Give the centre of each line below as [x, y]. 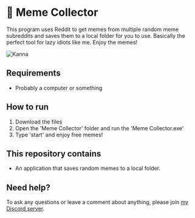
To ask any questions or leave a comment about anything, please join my [97, 202]
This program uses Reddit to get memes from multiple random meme [93, 29]
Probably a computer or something [59, 88]
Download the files [39, 122]
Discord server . [26, 209]
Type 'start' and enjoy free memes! [59, 135]
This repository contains [54, 154]
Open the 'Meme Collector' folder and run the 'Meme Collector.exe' [99, 128]
